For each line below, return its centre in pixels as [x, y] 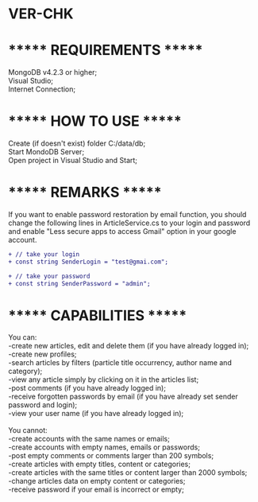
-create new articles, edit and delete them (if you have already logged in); [129, 346]
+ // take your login [44, 255]
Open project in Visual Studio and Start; [73, 161]
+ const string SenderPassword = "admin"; [79, 283]
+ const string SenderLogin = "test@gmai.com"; [89, 262]
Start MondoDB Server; [46, 152]
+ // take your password [49, 276]
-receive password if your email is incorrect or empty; [96, 489]
